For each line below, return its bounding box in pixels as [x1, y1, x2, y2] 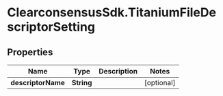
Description [99, 67, 138, 76]
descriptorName [10, 78, 65, 87]
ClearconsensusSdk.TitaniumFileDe [7, 5, 217, 20]
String [71, 78, 92, 87]
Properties [7, 46, 53, 58]
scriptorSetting [7, 19, 96, 35]
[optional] [144, 78, 176, 87]
